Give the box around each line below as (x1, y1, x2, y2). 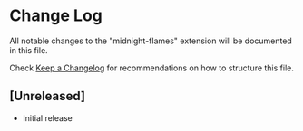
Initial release (22, 112, 73, 123)
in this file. (9, 44, 48, 55)
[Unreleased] (9, 89, 86, 104)
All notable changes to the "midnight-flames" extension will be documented (9, 35, 292, 46)
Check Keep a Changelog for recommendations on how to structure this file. (9, 62, 295, 73)
